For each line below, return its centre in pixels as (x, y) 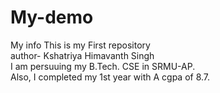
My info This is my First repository (80, 45)
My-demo (52, 17)
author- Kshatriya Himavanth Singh (82, 55)
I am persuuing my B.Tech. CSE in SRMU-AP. (103, 66)
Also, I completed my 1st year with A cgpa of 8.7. (110, 77)
